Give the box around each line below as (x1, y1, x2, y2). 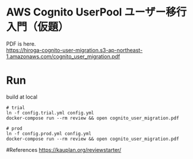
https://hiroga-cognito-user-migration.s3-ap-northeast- (6, 46, 143, 53)
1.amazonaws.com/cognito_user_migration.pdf (6, 53, 121, 60)
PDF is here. (6, 40, 36, 47)
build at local (6, 93, 37, 100)
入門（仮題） (6, 20, 69, 34)
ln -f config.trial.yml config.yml (6, 110, 94, 116)
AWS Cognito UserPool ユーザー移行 (6, 5, 187, 19)
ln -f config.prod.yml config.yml (6, 131, 92, 136)
